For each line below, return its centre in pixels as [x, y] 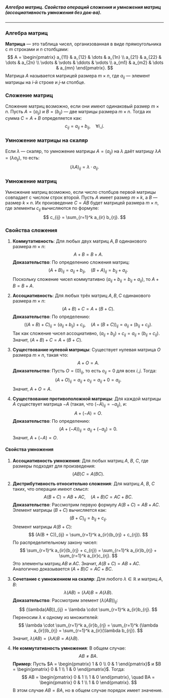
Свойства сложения [31, 230]
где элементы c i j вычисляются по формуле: [52, 209]
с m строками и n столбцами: [37, 49]
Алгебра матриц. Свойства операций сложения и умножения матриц [83, 7]
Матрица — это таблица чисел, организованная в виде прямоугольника [83, 44]
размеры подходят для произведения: [54, 466]
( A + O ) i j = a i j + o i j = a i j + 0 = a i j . [88, 380]
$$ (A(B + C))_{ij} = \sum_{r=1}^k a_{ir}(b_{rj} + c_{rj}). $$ [88, 535]
